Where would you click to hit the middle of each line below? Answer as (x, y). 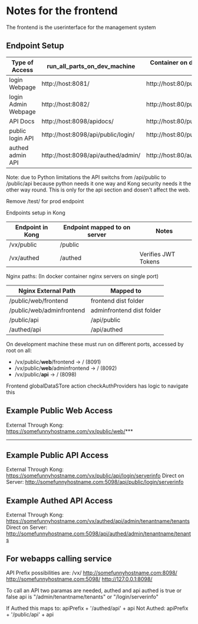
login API (22, 138)
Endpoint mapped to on (97, 227)
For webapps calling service (59, 559)
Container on (169, 62)
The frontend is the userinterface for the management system (81, 27)
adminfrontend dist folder (126, 310)
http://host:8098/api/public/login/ (88, 134)
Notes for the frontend (62, 11)
